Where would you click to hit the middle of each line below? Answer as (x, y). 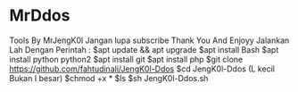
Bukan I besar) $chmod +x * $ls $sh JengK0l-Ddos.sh (109, 78)
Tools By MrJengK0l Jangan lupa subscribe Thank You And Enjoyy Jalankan (149, 40)
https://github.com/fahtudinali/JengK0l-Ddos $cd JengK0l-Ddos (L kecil (142, 69)
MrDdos (40, 16)
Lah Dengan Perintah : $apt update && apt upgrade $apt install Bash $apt (144, 49)
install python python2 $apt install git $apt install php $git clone (126, 59)
